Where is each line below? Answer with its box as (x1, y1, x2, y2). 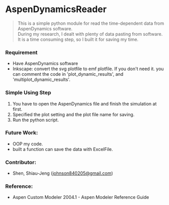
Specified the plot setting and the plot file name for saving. (12, 111, 135, 117)
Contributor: (5, 159, 36, 166)
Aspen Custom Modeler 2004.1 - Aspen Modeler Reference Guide (12, 194, 149, 200)
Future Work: (5, 129, 38, 136)
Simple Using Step (5, 89, 51, 96)
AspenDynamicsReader (5, 4, 107, 15)
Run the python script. (12, 117, 59, 123)
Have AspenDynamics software (12, 61, 78, 67)
